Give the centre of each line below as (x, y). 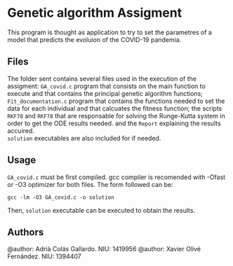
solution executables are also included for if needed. (84, 138)
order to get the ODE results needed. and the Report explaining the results (114, 123)
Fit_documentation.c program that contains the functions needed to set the (116, 101)
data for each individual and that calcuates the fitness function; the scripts (115, 108)
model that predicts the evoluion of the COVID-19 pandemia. (94, 39)
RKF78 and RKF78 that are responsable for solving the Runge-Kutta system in (116, 115)
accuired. (21, 130)
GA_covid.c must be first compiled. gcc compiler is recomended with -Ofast (116, 177)
